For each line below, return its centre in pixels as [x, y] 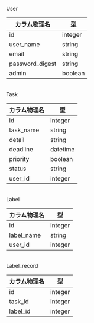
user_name [25, 44]
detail [17, 140]
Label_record [22, 266]
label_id [20, 311]
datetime [62, 149]
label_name [25, 235]
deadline [21, 149]
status [18, 169]
